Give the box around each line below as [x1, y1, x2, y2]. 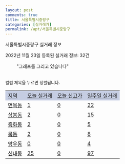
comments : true [5, 12, 38, 17]
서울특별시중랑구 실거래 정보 [5, 42, 62, 48]
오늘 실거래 [27, 92, 53, 99]
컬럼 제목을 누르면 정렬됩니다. [5, 80, 60, 85]
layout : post [5, 7, 33, 13]
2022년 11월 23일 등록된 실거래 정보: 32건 [5, 52, 90, 59]
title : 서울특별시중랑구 [5, 17, 50, 22]
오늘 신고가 [57, 92, 82, 99]
